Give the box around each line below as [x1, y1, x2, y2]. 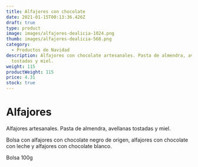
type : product [6, 25, 41, 31]
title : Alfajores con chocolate [6, 8, 85, 15]
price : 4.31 [6, 74, 35, 80]
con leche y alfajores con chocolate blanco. [6, 142, 112, 149]
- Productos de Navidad [11, 47, 70, 53]
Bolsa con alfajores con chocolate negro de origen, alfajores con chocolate [6, 136, 189, 143]
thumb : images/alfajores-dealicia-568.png [6, 36, 112, 42]
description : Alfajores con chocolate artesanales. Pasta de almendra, [6, 53, 186, 58]
